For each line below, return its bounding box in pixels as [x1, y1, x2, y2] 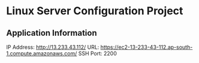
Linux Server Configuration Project [6, 4, 183, 18]
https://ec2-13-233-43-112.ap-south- [100, 43, 193, 51]
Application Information [6, 28, 97, 38]
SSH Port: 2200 [78, 50, 117, 57]
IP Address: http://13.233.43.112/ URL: [6, 43, 99, 51]
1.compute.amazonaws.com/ [6, 50, 77, 57]
